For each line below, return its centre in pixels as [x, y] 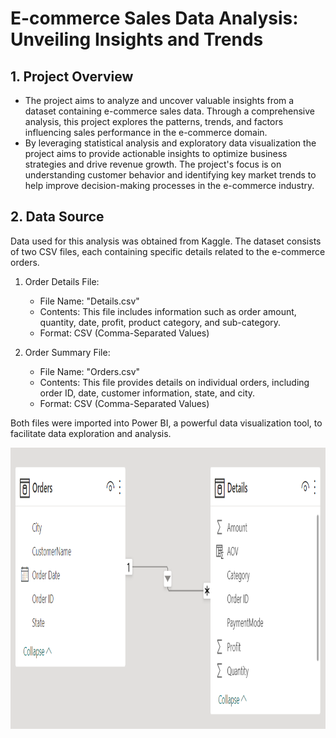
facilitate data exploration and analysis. [91, 433]
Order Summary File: [67, 352]
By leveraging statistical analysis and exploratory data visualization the [170, 143]
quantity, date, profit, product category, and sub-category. [160, 322]
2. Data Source [57, 217]
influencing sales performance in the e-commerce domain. [146, 132]
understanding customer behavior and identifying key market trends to [170, 175]
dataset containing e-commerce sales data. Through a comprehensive [169, 111]
